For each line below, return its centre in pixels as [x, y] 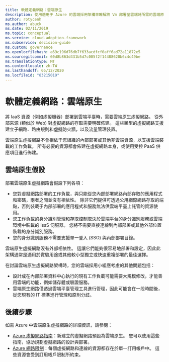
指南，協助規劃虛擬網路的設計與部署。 [52, 342]
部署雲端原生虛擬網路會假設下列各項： [45, 183]
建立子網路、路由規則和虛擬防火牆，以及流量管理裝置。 [62, 129]
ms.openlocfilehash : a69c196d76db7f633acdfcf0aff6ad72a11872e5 [73, 52]
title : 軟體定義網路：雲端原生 [34, 10]
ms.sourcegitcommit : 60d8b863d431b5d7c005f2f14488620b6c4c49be [73, 57]
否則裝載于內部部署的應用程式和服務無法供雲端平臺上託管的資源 [88, 206]
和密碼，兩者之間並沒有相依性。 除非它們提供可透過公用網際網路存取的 [86, 200]
